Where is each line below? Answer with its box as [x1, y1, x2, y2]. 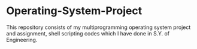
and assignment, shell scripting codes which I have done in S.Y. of [6, 30, 170, 37]
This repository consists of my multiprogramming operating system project [6, 24, 191, 31]
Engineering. [6, 36, 38, 43]
